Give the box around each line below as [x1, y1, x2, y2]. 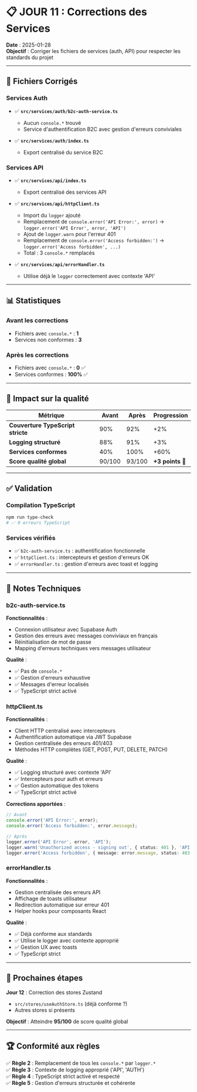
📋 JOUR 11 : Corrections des [6, 5, 148, 19]
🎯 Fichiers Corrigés [6, 77, 78, 87]
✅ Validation [6, 484, 53, 494]
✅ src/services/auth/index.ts [14, 137, 89, 144]
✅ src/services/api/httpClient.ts [14, 200, 100, 207]
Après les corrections [6, 350, 69, 359]
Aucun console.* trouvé [23, 119, 81, 126]
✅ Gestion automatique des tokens [14, 782, 99, 789]
